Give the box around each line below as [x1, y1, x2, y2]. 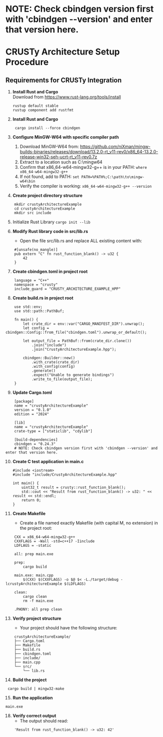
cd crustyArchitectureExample [14, 206, 76, 211]
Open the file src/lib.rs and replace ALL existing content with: [19, 238, 142, 244]
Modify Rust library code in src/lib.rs [12, 229, 88, 234]
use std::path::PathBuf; [14, 309, 65, 314]
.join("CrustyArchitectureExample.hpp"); [31, 347, 117, 352]
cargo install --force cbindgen [15, 126, 81, 131]
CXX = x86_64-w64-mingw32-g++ [14, 535, 76, 539]
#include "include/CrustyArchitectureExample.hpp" [12, 472, 117, 477]
